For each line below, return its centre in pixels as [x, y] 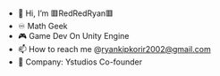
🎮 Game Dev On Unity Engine [73, 36]
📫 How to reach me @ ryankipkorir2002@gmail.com [114, 49]
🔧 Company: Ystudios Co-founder [80, 62]
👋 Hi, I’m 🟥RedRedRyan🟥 [66, 13]
